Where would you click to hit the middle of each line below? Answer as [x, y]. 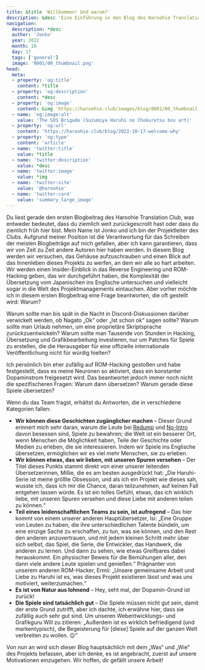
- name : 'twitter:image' [43, 171]
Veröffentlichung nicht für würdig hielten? [59, 352]
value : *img [32, 177]
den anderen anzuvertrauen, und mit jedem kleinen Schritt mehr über [102, 538]
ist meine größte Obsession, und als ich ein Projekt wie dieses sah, [113, 479]
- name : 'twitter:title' [43, 148]
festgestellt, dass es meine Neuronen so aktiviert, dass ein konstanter [94, 371]
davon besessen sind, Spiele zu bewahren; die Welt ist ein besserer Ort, [106, 434]
